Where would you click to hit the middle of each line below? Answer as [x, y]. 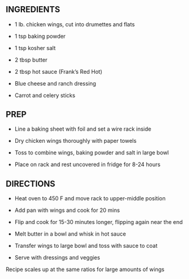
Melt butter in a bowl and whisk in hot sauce [70, 234]
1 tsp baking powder [40, 36]
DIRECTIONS [31, 183]
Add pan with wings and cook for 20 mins [67, 210]
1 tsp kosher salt [35, 48]
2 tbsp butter [31, 60]
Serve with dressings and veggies [57, 258]
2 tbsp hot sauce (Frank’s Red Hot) [58, 71]
